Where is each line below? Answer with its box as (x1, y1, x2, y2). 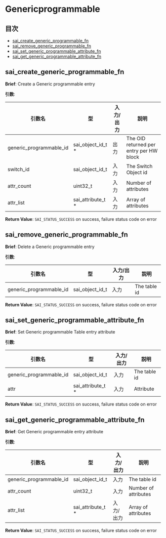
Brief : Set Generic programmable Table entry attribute (5, 329, 115, 335)
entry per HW (126, 147, 158, 154)
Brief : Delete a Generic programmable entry (5, 244, 95, 249)
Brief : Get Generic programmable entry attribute (5, 429, 104, 435)
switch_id (7, 166, 30, 172)
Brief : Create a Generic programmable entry (5, 81, 95, 87)
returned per (126, 141, 156, 148)
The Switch (126, 163, 153, 169)
